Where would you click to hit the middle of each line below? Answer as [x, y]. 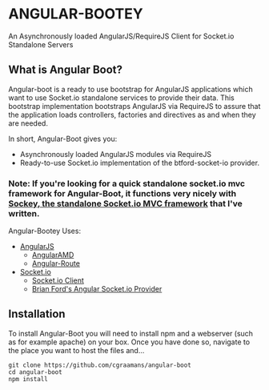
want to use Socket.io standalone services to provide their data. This [121, 98]
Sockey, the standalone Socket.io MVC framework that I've [125, 203]
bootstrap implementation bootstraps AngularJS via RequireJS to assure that [134, 106]
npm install [28, 379]
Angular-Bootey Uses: [45, 231]
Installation [37, 314]
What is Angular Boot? [65, 70]
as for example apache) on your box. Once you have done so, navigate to [129, 342]
